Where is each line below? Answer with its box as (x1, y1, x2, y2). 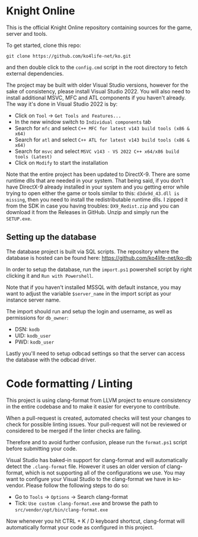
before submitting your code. (6, 445, 77, 452)
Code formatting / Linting (6, 376, 133, 390)
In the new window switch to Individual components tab (14, 118, 151, 125)
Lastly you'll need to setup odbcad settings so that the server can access (6, 350, 186, 357)
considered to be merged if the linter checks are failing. (6, 427, 142, 434)
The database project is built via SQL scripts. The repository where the (6, 248, 179, 255)
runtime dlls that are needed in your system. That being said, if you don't (6, 177, 184, 184)
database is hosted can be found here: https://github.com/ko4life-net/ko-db (6, 254, 192, 261)
